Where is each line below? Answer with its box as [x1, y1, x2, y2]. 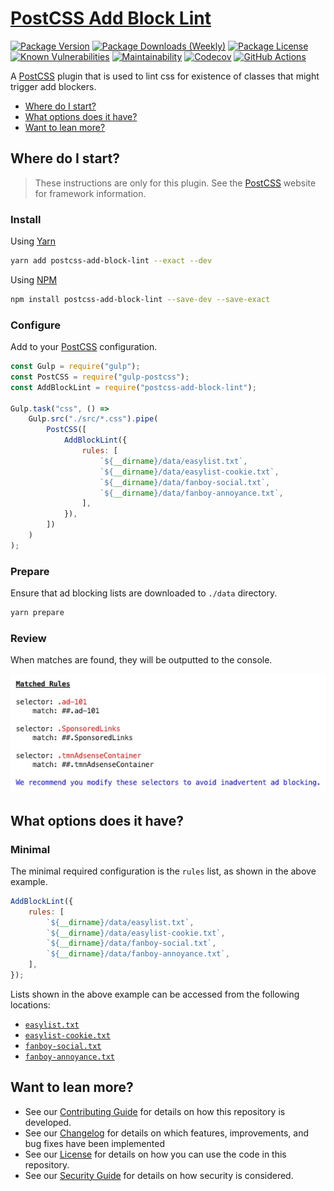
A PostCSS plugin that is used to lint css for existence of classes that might [10, 70, 320, 82]
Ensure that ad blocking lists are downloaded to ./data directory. [10, 587, 278, 599]
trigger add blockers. [10, 80, 97, 92]
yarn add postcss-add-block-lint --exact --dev [10, 256, 213, 266]
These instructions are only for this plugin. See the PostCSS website [34, 177, 317, 189]
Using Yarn [10, 235, 57, 247]
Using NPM [10, 273, 58, 286]
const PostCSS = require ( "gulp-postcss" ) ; [10, 372, 190, 382]
